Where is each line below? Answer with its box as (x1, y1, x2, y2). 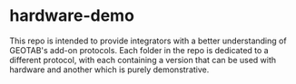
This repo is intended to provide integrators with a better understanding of (9, 35, 288, 46)
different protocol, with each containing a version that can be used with (9, 54, 277, 65)
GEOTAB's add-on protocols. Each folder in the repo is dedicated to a (9, 44, 270, 55)
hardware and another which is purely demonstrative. (9, 64, 210, 75)
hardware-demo (9, 5, 134, 26)
